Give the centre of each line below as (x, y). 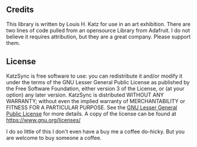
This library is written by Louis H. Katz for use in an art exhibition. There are (99, 24)
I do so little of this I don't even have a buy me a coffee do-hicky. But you (96, 131)
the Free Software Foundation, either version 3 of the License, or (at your (96, 88)
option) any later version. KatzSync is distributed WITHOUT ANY (85, 95)
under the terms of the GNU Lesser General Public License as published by (98, 82)
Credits (20, 10)
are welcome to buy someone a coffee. (54, 138)
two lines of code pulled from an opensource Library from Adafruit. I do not (98, 30)
